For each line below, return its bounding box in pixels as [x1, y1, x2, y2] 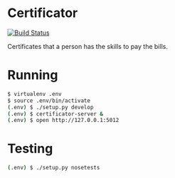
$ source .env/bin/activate [7, 97, 91, 104]
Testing [7, 140, 53, 157]
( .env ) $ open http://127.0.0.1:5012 [7, 117, 120, 124]
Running [7, 67, 58, 83]
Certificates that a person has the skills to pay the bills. [7, 42, 169, 50]
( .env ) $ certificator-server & [7, 110, 103, 118]
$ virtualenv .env [7, 90, 62, 97]
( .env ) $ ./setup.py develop [7, 104, 94, 111]
